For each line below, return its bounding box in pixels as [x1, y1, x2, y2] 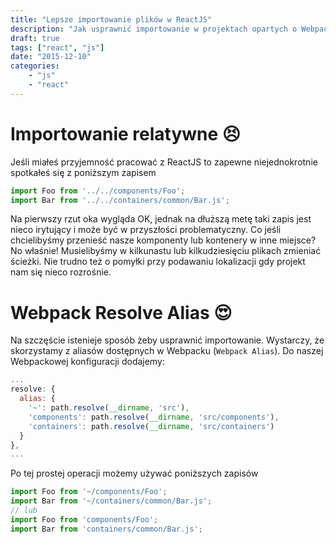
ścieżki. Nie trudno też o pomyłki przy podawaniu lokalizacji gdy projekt [10, 256, 306, 268]
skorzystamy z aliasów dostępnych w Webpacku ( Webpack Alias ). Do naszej [10, 345, 324, 357]
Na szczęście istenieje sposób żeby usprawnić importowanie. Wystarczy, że [10, 334, 325, 346]
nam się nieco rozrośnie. [10, 266, 112, 278]
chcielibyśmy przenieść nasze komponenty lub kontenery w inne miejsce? [10, 234, 317, 246]
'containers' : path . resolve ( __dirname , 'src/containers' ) [28, 421, 275, 431]
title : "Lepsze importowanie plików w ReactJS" [10, 14, 213, 25]
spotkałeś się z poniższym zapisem [10, 166, 157, 178]
